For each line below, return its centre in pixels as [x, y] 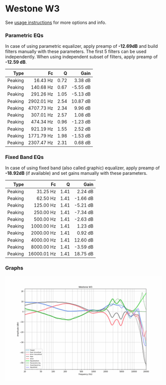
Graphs [14, 268]
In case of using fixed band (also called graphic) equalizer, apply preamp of [83, 168]
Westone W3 [33, 9]
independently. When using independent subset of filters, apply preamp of [82, 57]
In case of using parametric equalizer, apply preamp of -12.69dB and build [82, 46]
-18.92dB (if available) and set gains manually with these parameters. [76, 173]
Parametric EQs [24, 35]
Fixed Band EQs [24, 157]
